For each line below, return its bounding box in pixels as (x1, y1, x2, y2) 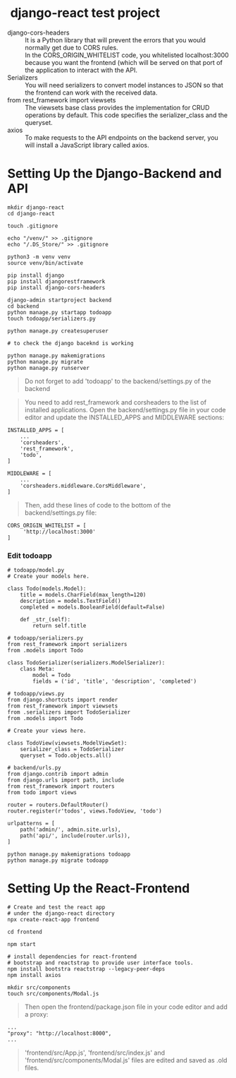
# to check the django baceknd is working (7, 340, 134, 347)
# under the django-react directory (7, 910, 115, 917)
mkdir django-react (7, 203, 65, 211)
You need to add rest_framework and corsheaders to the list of (24, 397, 206, 407)
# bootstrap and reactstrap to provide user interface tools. (7, 959, 194, 966)
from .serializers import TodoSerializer (7, 709, 131, 716)
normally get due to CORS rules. (25, 43, 118, 52)
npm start (7, 941, 37, 948)
